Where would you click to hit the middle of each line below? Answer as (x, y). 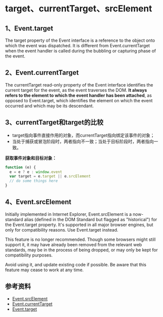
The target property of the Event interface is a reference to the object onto (80, 40)
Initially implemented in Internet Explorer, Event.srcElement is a (69, 214)
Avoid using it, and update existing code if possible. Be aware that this (76, 264)
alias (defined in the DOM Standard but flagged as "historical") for (91, 219)
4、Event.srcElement (38, 202)
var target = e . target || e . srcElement (50, 176)
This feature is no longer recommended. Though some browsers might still (80, 239)
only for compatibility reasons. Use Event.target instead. (62, 230)
